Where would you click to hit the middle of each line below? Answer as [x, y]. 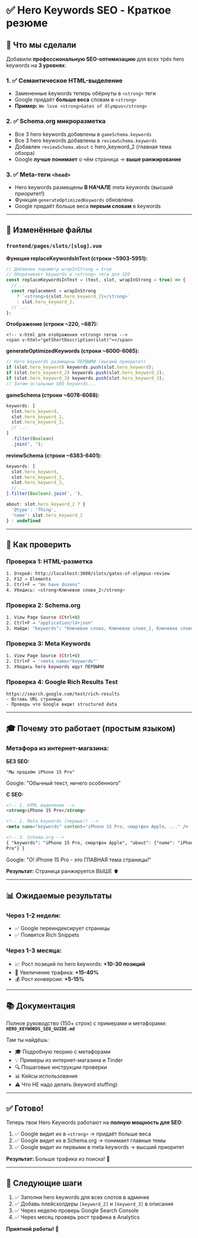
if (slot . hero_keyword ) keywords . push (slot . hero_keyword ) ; [80, 367]
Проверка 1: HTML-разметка [49, 561]
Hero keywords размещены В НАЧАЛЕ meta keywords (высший [94, 187]
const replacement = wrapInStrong [54, 291]
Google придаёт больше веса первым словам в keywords [88, 206]
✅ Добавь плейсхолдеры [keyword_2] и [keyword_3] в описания [94, 1204]
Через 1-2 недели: [33, 916]
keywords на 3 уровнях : [36, 65]
